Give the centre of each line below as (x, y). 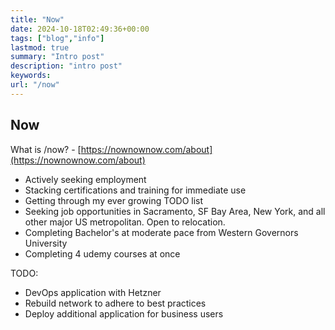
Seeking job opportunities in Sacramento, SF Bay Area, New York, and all (175, 211)
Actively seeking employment (85, 179)
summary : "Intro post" (57, 57)
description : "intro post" (66, 66)
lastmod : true (40, 47)
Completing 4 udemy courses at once (102, 253)
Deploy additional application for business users (124, 313)
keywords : (31, 76)
